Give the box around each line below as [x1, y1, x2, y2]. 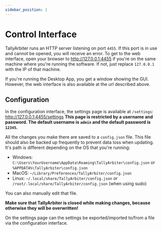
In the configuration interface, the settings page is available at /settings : [5, 109, 154, 115]
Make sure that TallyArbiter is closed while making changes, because [5, 200, 151, 206]
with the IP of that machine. [5, 66, 61, 72]
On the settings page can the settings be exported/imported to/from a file [5, 215, 155, 221]
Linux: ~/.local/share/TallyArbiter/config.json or [12, 175, 118, 181]
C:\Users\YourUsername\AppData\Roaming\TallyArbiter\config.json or [12, 159, 156, 165]
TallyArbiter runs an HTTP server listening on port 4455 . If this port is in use [5, 45, 158, 51]
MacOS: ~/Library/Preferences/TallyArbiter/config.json [12, 170, 132, 176]
